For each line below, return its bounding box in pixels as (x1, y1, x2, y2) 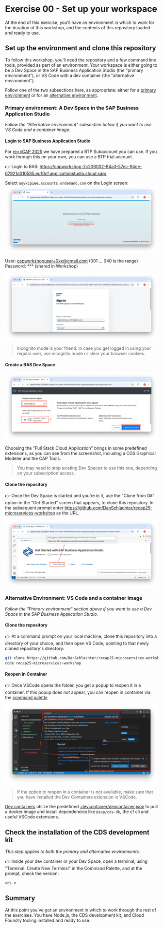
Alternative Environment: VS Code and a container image (5, 595, 143, 602)
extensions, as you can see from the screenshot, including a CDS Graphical (5, 451, 156, 456)
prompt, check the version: (5, 871, 59, 876)
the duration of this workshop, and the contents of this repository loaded (5, 24, 150, 30)
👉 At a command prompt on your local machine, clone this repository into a (5, 633, 157, 639)
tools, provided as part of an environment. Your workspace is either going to (5, 62, 158, 68)
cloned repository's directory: (5, 645, 65, 651)
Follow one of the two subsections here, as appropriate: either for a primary (5, 87, 156, 93)
